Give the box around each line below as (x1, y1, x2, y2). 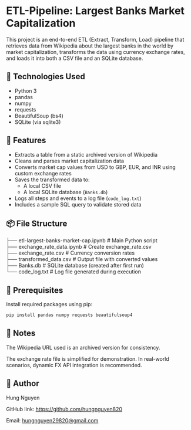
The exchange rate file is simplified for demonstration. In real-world (6, 355, 169, 362)
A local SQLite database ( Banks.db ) (23, 188, 108, 195)
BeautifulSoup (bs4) (14, 112, 63, 119)
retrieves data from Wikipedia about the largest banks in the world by (6, 42, 174, 49)
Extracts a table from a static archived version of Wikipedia (14, 151, 158, 158)
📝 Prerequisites (6, 285, 63, 295)
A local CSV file (23, 182, 62, 189)
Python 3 (14, 87, 37, 94)
